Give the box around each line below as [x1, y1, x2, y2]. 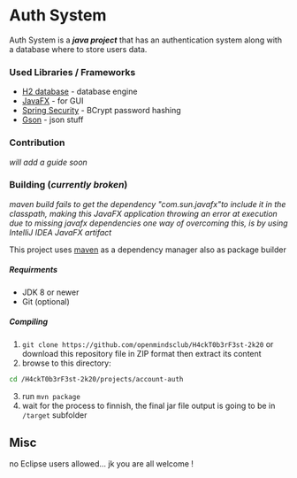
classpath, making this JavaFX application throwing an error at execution [9, 208, 278, 219]
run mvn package [21, 390, 81, 401]
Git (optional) [21, 296, 71, 306]
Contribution [9, 136, 65, 149]
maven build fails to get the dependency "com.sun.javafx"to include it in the [9, 198, 286, 209]
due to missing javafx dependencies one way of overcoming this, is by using [9, 218, 289, 228]
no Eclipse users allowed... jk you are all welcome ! [9, 459, 194, 469]
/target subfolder [21, 409, 88, 420]
